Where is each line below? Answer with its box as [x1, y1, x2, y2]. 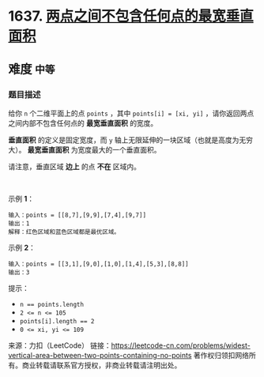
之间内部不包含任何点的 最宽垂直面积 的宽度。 [8, 118, 158, 127]
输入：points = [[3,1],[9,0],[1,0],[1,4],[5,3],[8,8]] [8, 260, 189, 268]
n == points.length [19, 300, 85, 308]
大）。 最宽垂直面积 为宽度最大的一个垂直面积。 [8, 145, 161, 154]
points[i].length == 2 [19, 317, 95, 325]
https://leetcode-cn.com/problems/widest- [111, 341, 251, 350]
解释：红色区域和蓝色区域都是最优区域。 [8, 228, 120, 236]
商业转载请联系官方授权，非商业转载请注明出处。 [21, 360, 182, 370]
